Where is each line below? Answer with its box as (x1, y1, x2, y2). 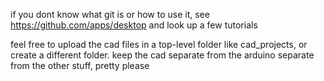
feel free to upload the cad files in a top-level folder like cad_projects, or (10, 39, 308, 50)
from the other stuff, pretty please (10, 60, 150, 71)
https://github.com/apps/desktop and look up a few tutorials (10, 19, 258, 31)
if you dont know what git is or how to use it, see (10, 9, 210, 20)
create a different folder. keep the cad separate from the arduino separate (10, 49, 315, 61)
